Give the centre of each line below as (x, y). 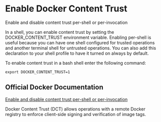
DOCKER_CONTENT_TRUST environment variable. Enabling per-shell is (78, 37)
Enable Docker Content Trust (66, 9)
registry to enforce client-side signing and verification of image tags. (76, 114)
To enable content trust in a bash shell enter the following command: (76, 63)
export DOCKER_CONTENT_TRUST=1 (38, 72)
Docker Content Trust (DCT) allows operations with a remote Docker (75, 109)
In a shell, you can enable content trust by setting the (60, 32)
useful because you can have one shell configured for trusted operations (80, 42)
